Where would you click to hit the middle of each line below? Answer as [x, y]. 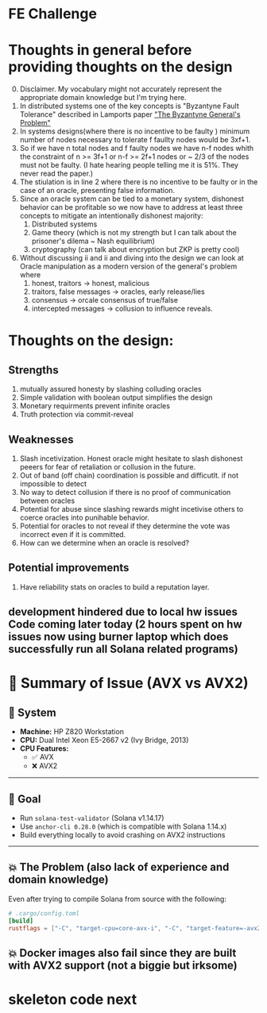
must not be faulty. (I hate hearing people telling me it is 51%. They [129, 165]
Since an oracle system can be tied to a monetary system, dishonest [132, 199]
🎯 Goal [25, 799]
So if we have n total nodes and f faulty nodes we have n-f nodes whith [137, 149]
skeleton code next [73, 999]
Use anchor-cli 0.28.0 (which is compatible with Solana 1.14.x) [123, 826]
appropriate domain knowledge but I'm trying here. [103, 98]
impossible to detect [53, 483]
